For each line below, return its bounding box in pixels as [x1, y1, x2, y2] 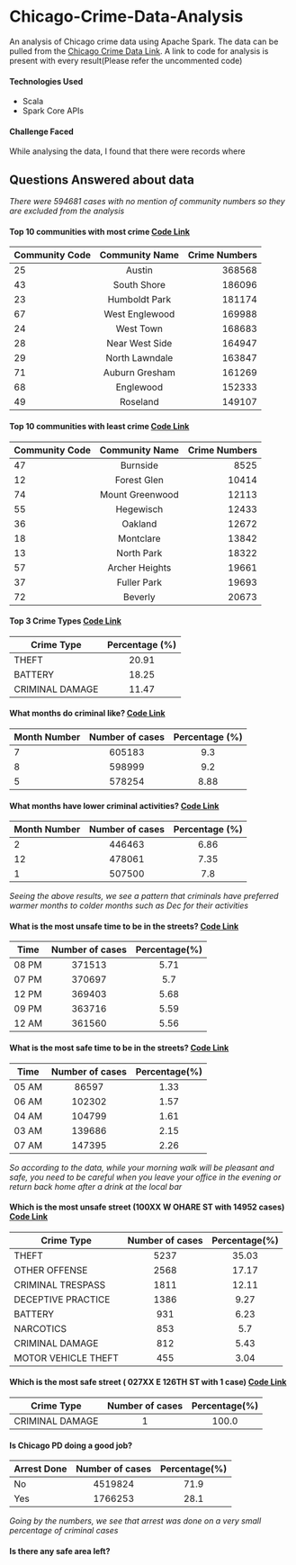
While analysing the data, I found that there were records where [9, 146, 246, 157]
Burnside [120, 459, 159, 472]
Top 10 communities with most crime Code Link [9, 226, 191, 237]
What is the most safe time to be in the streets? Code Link [9, 1042, 229, 1053]
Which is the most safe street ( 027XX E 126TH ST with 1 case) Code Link [9, 1377, 287, 1388]
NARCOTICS [13, 1322, 67, 1335]
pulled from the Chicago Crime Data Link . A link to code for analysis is [9, 45, 269, 56]
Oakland [121, 517, 157, 530]
